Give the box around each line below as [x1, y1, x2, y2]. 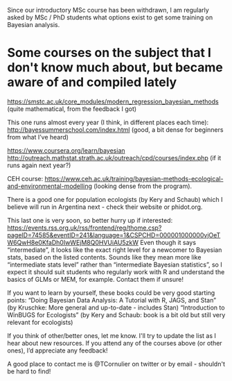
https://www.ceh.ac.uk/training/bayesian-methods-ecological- [44, 174, 224, 183]
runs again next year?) [7, 161, 71, 169]
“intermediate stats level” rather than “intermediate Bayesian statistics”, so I [7, 260, 223, 269]
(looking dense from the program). [93, 182, 193, 190]
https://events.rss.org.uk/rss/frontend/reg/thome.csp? [7, 223, 162, 232]
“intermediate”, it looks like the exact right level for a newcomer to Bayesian [7, 246, 222, 254]
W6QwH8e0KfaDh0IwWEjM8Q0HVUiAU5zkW [7, 238, 139, 246]
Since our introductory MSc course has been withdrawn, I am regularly [7, 6, 209, 14]
